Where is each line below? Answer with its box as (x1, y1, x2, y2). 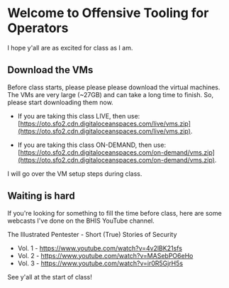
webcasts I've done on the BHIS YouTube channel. (7, 216, 155, 225)
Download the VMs (7, 64, 94, 76)
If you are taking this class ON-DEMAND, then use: (17, 140, 167, 149)
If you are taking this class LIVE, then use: (17, 111, 140, 120)
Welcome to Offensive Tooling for (7, 5, 209, 21)
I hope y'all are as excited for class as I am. (7, 43, 133, 52)
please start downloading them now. (7, 98, 113, 106)
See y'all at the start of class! (7, 272, 92, 281)
